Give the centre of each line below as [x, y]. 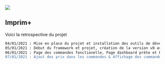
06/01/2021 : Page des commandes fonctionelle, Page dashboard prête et [81, 53]
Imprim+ [18, 23]
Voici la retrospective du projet [36, 34]
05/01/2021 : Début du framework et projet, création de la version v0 [80, 48]
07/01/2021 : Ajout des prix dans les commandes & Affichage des [73, 57]
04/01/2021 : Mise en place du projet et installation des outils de [78, 43]
